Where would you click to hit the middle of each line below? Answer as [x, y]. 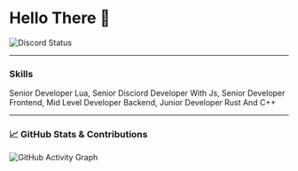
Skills [21, 74]
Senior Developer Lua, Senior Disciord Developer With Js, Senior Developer [147, 93]
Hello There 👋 [60, 18]
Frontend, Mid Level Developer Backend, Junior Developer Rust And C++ [143, 103]
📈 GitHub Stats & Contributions [78, 135]
